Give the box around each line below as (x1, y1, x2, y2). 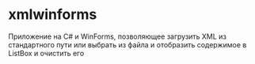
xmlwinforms (8, 6, 97, 24)
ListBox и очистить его (8, 48, 85, 58)
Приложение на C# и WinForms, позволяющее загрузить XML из (8, 32, 227, 41)
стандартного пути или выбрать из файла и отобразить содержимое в (8, 40, 247, 49)
